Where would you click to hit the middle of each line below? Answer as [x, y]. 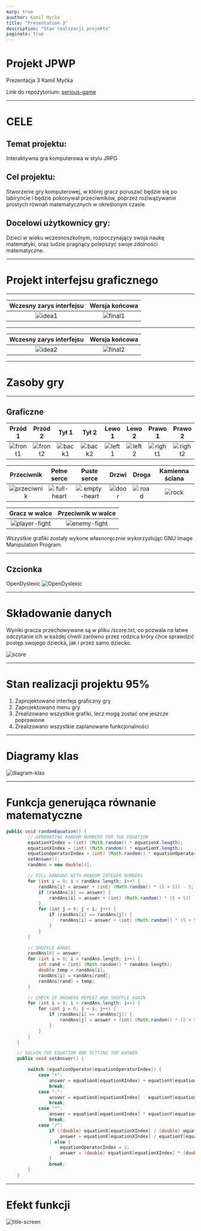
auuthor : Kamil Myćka [33, 17]
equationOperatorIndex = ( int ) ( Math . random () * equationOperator [112, 854]
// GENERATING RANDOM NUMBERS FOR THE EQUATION [88, 837]
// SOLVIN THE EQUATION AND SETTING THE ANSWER [77, 1053]
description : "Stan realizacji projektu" [59, 28]
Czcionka [24, 569]
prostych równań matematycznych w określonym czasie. [76, 204]
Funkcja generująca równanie [81, 803]
